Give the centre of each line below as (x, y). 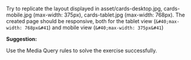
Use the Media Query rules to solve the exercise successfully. (82, 50)
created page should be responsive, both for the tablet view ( (81, 21)
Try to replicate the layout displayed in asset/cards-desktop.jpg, (84, 9)
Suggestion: (22, 39)
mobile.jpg (19, 15)
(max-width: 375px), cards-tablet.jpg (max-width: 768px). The (109, 15)
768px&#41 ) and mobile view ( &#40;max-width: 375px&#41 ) (94, 27)
